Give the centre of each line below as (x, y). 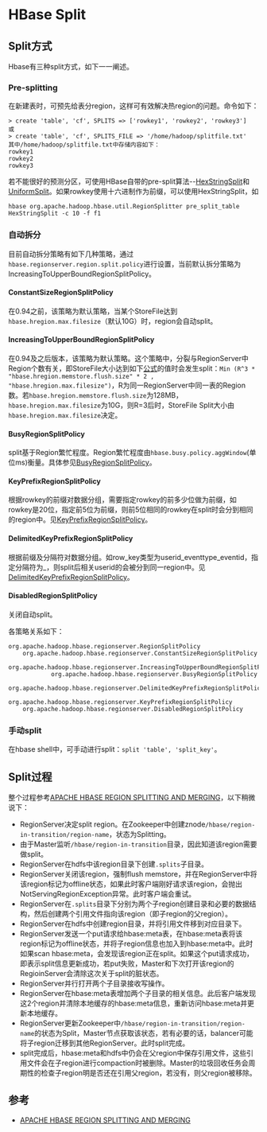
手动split (25, 730)
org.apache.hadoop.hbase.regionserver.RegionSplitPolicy (104, 646)
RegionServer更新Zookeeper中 (70, 1023)
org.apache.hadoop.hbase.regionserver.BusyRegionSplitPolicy (154, 674)
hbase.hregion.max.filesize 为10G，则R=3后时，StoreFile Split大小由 (122, 405)
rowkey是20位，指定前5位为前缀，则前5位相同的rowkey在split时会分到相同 (131, 510)
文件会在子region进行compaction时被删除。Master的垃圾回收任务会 (137, 1063)
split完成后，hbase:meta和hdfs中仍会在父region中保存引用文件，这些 (133, 1052)
